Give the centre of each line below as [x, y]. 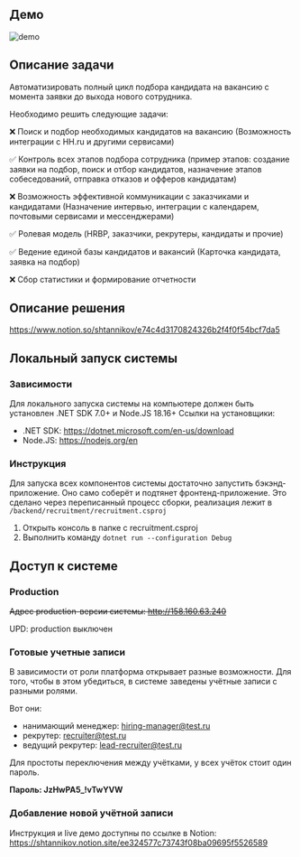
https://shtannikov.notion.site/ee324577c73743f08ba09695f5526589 [139, 843]
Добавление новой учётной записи [91, 814]
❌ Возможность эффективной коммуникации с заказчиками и [129, 196]
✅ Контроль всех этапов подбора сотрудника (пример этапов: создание [150, 159]
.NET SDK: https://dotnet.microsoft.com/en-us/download [128, 431]
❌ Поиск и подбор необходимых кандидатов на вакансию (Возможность [150, 131]
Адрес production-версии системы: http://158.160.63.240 [118, 611]
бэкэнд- [271, 483]
